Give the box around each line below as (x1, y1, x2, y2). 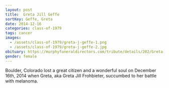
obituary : (5, 49, 26, 54)
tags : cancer (5, 30, 33, 35)
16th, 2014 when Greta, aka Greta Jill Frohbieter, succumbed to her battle (5, 73, 157, 79)
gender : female (5, 53, 37, 59)
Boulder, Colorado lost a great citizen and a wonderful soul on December (5, 67, 156, 73)
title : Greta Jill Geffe (5, 12, 59, 17)
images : (5, 35, 22, 40)
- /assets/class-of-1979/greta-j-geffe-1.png (10, 40, 107, 45)
